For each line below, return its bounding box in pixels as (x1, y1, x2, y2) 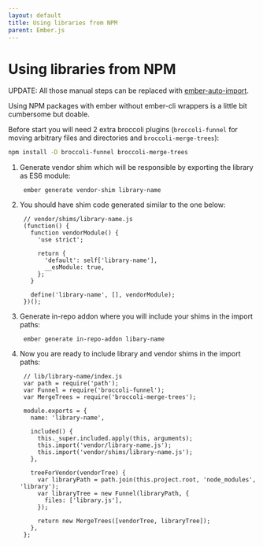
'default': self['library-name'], (44, 256, 158, 264)
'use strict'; (37, 236, 84, 244)
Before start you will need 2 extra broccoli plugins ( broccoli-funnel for (8, 125, 239, 135)
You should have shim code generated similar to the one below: (19, 200, 226, 209)
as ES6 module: (19, 171, 71, 181)
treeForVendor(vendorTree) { (30, 469, 126, 477)
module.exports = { (23, 407, 87, 415)
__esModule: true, (44, 264, 105, 271)
